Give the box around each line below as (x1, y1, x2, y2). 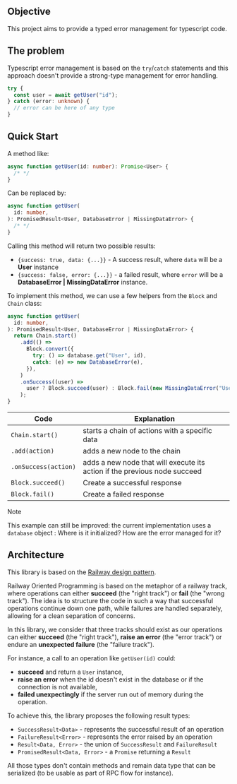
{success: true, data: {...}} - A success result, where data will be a (17, 255, 223, 263)
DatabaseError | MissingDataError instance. (17, 278, 148, 286)
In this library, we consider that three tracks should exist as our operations (7, 625, 223, 634)
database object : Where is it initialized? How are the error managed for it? (7, 529, 221, 537)
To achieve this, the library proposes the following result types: (7, 711, 190, 720)
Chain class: (7, 299, 42, 307)
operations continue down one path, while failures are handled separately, (7, 604, 223, 612)
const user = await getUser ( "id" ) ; (13, 91, 119, 98)
